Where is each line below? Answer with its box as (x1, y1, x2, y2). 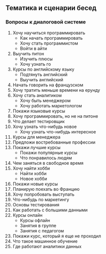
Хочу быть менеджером (20, 98, 71, 103)
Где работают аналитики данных (12, 243, 82, 249)
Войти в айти (20, 45, 47, 51)
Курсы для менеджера (12, 134, 61, 140)
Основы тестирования (12, 202, 60, 207)
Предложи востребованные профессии (12, 139, 96, 145)
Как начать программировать (20, 35, 83, 41)
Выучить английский (20, 76, 64, 82)
